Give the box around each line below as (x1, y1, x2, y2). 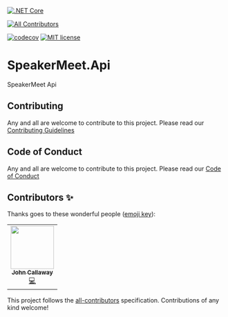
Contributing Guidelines (7, 126, 75, 134)
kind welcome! (7, 304, 49, 312)
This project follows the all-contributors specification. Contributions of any (7, 296, 220, 305)
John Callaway (11, 269, 53, 276)
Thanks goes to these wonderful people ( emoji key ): (7, 210, 156, 218)
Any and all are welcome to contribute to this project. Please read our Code (7, 164, 221, 173)
